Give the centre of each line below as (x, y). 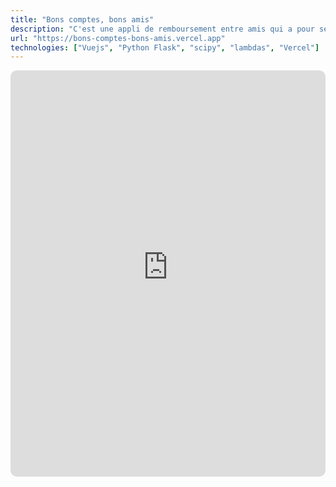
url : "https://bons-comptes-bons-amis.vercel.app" (118, 38)
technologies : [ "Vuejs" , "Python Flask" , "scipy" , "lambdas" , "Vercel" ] (165, 47)
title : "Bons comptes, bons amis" (82, 19)
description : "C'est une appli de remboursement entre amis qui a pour (162, 29)
